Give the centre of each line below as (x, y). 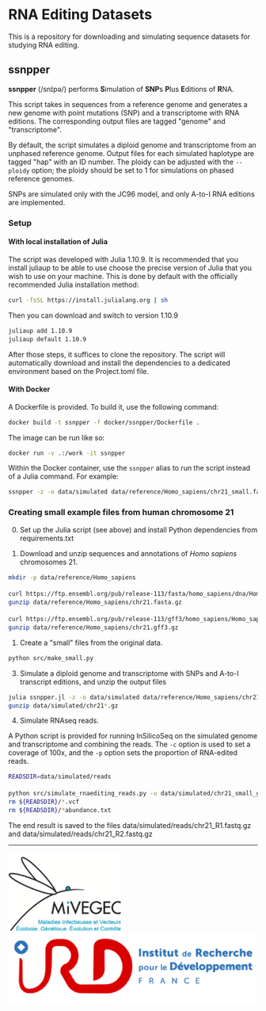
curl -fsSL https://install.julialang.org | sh (88, 300)
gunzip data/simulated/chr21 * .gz (63, 706)
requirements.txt (47, 538)
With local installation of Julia (58, 242)
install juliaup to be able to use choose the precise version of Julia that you (130, 268)
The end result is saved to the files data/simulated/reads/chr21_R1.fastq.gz (130, 825)
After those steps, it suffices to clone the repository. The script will (117, 354)
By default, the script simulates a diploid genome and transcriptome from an (133, 145)
